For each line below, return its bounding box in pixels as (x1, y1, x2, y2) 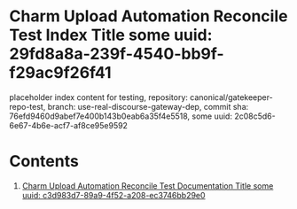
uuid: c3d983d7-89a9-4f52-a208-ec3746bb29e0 (21, 190, 206, 200)
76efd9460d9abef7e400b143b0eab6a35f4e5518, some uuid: (9, 111, 233, 121)
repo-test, (9, 101, 46, 112)
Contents (9, 151, 80, 172)
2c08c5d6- (234, 111, 277, 121)
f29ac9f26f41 (9, 63, 113, 83)
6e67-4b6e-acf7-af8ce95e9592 (9, 120, 129, 130)
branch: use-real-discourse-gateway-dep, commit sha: (47, 101, 249, 112)
